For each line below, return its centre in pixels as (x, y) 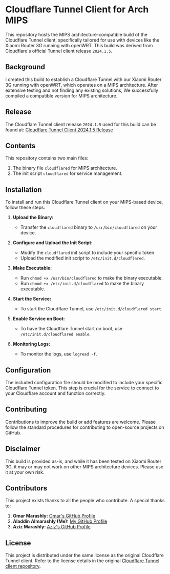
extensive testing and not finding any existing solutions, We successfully (82, 90)
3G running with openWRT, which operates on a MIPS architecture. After (82, 85)
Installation (24, 190)
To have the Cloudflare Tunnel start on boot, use (71, 329)
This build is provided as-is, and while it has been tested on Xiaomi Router (83, 461)
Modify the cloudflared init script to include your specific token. (88, 253)
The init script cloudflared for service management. (68, 173)
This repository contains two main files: (47, 158)
